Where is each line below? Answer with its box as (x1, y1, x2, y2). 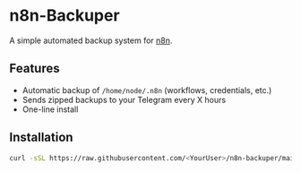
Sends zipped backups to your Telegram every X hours (21, 94, 227, 105)
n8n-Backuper (9, 5, 120, 26)
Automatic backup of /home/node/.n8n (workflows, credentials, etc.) (21, 84, 272, 95)
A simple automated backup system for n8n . (9, 35, 173, 46)
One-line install (21, 104, 79, 115)
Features (9, 61, 60, 76)
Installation (9, 130, 73, 145)
